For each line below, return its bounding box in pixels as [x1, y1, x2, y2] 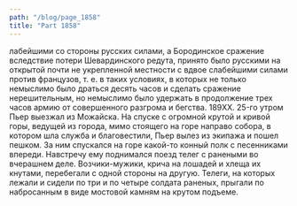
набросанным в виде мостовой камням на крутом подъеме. [9, 187, 239, 197]
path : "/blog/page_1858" [9, 12, 101, 22]
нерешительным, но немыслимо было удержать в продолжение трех [9, 92, 273, 103]
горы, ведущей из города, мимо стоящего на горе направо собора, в [9, 120, 272, 131]
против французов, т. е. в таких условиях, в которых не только [9, 73, 246, 84]
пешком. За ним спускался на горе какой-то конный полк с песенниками [9, 139, 288, 150]
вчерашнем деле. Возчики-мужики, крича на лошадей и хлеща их [9, 158, 262, 169]
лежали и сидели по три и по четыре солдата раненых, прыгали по [9, 177, 264, 187]
